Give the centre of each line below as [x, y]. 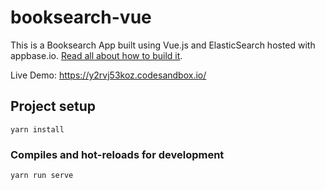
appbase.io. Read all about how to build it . [96, 55]
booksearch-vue [81, 17]
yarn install [37, 129]
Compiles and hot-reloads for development [117, 154]
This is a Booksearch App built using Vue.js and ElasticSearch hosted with [163, 45]
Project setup [53, 106]
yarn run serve [42, 176]
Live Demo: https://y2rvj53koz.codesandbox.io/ [108, 75]
